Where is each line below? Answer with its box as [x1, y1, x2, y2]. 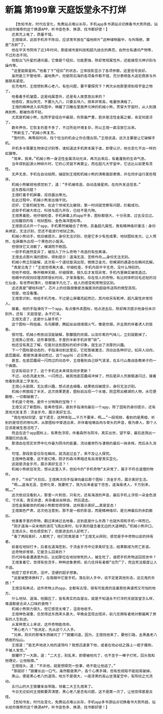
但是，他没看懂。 [11, 291, 41, 296]
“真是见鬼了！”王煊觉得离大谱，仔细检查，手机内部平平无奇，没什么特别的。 [11, 265, 143, 270]
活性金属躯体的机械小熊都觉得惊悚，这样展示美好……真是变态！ [11, 503, 118, 508]
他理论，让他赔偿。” [5, 658, 38, 663]
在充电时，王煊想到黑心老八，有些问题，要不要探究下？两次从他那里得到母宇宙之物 [11, 84, 153, 89]
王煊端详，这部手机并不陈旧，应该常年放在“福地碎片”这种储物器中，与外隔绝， [11, 37, 146, 42]
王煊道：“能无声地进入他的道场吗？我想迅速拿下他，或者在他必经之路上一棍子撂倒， [11, 642, 155, 648]
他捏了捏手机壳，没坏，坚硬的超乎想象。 [11, 570, 81, 575]
